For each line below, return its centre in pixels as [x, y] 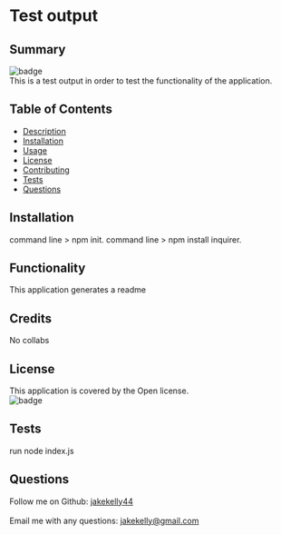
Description [44, 131]
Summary [38, 50]
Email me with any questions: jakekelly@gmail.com [104, 520]
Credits [31, 318]
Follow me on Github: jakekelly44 [72, 501]
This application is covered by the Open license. [99, 391]
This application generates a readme [78, 290]
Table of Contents [61, 109]
